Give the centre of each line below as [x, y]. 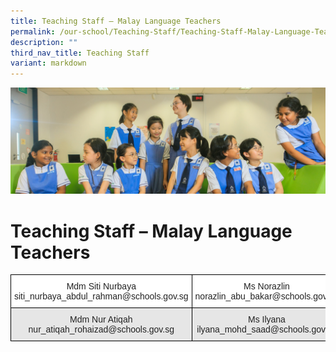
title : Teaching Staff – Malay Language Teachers [116, 21]
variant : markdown [48, 63]
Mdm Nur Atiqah [101, 319]
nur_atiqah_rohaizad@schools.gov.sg [101, 329]
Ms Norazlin [266, 286]
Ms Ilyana [267, 319]
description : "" [44, 42]
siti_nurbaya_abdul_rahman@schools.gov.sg [101, 296]
